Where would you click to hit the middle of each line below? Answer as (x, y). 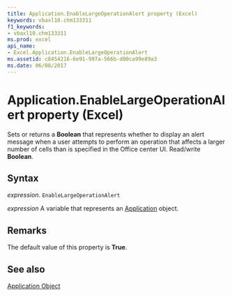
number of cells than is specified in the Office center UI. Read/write (104, 149)
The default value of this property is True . (67, 247)
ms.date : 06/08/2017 (37, 66)
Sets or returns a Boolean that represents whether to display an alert (106, 134)
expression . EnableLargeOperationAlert (64, 195)
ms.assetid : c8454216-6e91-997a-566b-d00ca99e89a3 (82, 59)
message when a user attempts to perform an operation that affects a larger (116, 142)
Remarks (27, 230)
